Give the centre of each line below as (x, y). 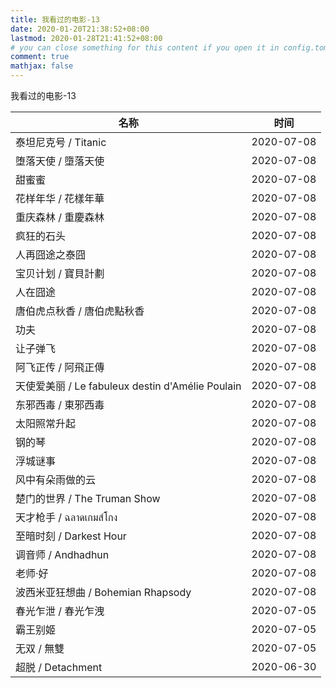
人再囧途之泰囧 (51, 254)
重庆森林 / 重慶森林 (60, 217)
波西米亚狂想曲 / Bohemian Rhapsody (103, 592)
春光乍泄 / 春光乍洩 (60, 611)
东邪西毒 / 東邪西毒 (60, 404)
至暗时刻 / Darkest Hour (71, 536)
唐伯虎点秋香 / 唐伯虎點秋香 (80, 311)
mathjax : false (42, 66)
